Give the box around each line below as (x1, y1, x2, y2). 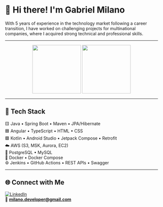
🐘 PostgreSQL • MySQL (5, 149, 52, 155)
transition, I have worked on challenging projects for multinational (5, 25, 136, 31)
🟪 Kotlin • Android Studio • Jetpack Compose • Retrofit (5, 135, 117, 141)
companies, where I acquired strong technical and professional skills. (5, 31, 144, 36)
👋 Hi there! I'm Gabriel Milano (5, 4, 125, 16)
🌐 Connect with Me (5, 178, 65, 187)
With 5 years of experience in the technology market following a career (5, 20, 147, 26)
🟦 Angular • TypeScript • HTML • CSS (5, 128, 83, 134)
